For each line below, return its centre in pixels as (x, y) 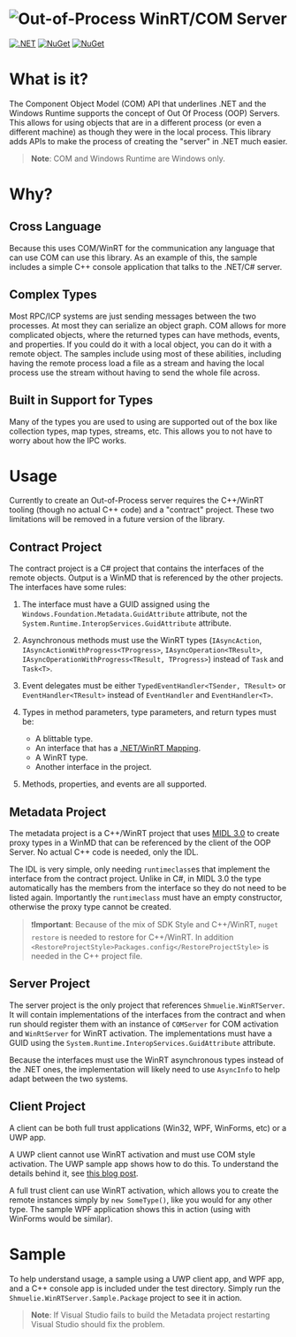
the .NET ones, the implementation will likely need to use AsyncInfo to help (144, 1069)
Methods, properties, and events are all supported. (114, 784)
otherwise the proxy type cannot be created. (91, 907)
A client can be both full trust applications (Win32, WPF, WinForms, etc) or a (148, 1127)
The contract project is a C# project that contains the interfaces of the (137, 569)
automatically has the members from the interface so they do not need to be (148, 888)
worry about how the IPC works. (68, 440)
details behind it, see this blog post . (74, 1173)
